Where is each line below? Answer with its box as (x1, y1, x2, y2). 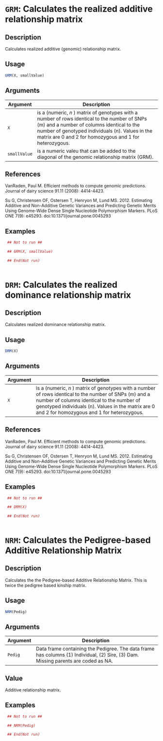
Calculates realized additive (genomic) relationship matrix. (5, 46, 121, 52)
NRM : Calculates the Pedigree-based (5, 534, 151, 545)
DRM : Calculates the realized (5, 279, 118, 290)
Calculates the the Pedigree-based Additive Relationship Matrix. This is (5, 577, 147, 583)
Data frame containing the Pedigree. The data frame (36, 646, 155, 652)
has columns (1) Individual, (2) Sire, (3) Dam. (36, 651, 139, 658)
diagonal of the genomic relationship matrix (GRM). (37, 153, 154, 160)
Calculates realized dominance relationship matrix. (5, 322, 106, 327)
